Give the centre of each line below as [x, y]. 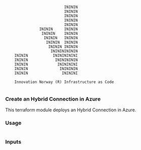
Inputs [13, 141]
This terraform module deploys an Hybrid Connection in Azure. [71, 110]
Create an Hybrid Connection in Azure [53, 99]
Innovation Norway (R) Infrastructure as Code [64, 82]
